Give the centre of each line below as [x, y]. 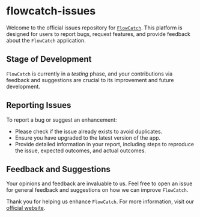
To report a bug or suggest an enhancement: [62, 120]
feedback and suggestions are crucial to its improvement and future [90, 80]
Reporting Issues [39, 105]
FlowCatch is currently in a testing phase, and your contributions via [89, 74]
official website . [26, 208]
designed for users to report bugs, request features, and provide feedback [98, 34]
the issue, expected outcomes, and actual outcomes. [80, 150]
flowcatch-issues [51, 11]
